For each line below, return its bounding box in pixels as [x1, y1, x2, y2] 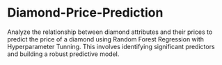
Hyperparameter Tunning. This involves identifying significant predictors [7, 42, 215, 50]
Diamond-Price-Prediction [7, 5, 164, 21]
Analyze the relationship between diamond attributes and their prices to [7, 28, 213, 36]
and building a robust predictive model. [7, 50, 120, 58]
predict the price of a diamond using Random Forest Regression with [7, 35, 204, 43]
